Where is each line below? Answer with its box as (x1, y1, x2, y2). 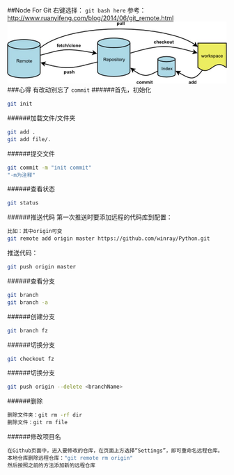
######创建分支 (7, 312, 56, 321)
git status (7, 200, 39, 207)
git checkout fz (7, 355, 54, 362)
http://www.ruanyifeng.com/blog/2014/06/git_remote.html (7, 14, 174, 22)
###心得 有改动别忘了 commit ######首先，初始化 (7, 86, 152, 94)
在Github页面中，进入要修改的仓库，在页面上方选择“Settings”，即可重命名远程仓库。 (7, 447, 224, 454)
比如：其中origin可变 (7, 228, 63, 235)
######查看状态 (7, 185, 56, 193)
